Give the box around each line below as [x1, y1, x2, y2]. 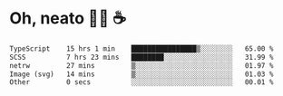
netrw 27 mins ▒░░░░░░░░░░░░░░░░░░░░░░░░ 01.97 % [9, 61, 274, 70]
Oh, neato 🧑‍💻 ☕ [9, 8, 127, 29]
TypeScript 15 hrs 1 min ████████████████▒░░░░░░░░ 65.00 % [9, 43, 274, 53]
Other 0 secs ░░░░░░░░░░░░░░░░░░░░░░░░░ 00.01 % [9, 78, 274, 87]
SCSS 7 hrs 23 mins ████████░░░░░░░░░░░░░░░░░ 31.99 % [9, 53, 274, 62]
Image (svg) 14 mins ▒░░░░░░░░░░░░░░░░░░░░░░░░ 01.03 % [9, 70, 274, 79]
